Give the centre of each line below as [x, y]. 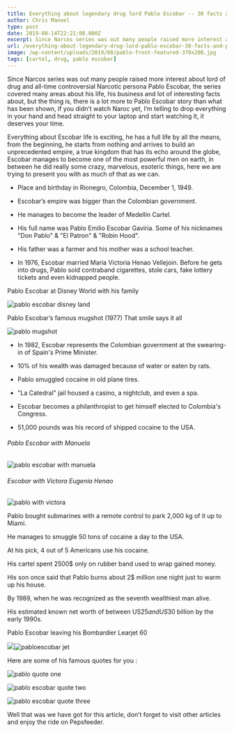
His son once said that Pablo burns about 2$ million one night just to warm [114, 577]
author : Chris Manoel [39, 20]
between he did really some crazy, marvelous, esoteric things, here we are [114, 166]
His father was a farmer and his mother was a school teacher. [106, 249]
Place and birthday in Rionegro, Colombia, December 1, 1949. [105, 187]
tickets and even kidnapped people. [69, 277]
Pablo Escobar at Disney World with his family [73, 291]
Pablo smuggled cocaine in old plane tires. [78, 379]
